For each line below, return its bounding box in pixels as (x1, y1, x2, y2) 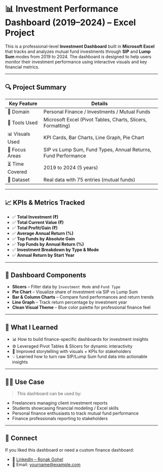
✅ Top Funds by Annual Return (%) (12, 241, 84, 247)
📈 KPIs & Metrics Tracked (5, 199, 85, 207)
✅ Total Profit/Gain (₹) (12, 225, 58, 231)
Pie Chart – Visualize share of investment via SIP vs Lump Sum (12, 289, 138, 295)
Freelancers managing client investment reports (12, 400, 108, 405)
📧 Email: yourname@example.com (12, 461, 81, 467)
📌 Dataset (7, 176, 30, 183)
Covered (7, 168, 27, 175)
